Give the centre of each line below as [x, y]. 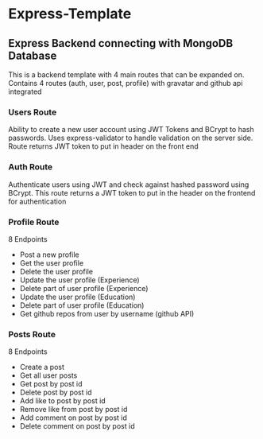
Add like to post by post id [62, 401]
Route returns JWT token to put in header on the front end [103, 146]
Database [33, 55]
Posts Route [32, 334]
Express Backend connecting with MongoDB [121, 43]
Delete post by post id [56, 392]
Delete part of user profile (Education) [82, 305]
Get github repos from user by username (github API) [107, 313]
